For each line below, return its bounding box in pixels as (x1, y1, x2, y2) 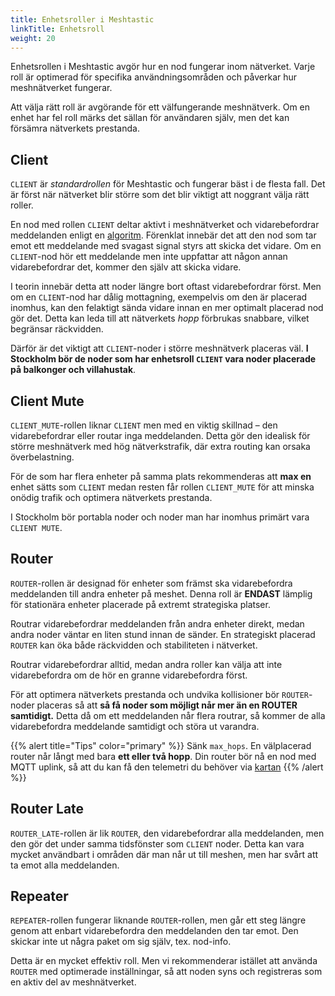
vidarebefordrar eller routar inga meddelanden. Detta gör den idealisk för (10, 430, 311, 441)
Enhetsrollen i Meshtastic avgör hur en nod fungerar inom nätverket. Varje (10, 61, 316, 73)
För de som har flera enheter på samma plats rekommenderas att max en (10, 471, 312, 482)
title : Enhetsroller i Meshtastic (10, 14, 155, 25)
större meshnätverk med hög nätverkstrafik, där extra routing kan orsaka (10, 441, 311, 452)
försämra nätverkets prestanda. (10, 122, 140, 135)
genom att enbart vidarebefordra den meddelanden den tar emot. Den (10, 925, 299, 937)
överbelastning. (10, 451, 75, 463)
